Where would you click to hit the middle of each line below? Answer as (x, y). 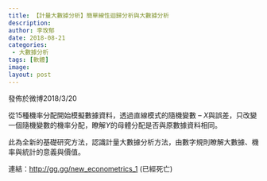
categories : (28, 45)
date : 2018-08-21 (37, 38)
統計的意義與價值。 (53, 152)
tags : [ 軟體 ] (29, 60)
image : (19, 67)
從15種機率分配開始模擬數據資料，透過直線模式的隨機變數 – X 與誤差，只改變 (133, 115)
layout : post (30, 75)
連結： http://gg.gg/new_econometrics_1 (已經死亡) (91, 168)
